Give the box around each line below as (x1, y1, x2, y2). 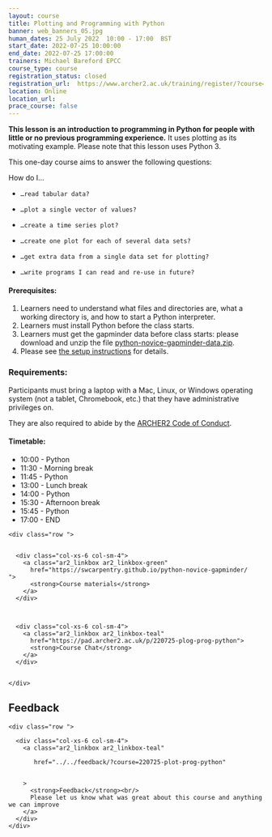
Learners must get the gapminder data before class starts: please (19, 329, 239, 339)
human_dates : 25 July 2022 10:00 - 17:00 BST (8, 34, 172, 43)
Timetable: (8, 436, 46, 446)
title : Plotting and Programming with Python (8, 19, 164, 28)
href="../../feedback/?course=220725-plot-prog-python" (33, 758, 227, 766)
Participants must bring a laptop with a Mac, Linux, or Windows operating (8, 385, 253, 395)
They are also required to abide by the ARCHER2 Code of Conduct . (8, 418, 232, 427)
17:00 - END (19, 515, 61, 525)
